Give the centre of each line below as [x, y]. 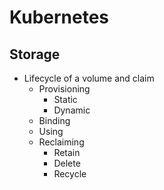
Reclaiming [61, 142]
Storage [35, 54]
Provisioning [64, 89]
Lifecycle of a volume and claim [89, 78]
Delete [67, 163]
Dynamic [72, 110]
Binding [54, 120]
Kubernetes [59, 17]
